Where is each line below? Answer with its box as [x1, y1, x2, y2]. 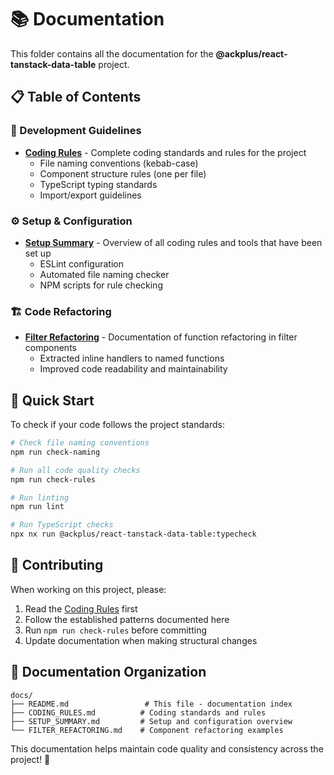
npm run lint [10, 502, 65, 512]
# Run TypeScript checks [10, 520, 114, 530]
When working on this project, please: [10, 583, 167, 595]
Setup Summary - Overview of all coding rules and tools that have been [24, 236, 323, 248]
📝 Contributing [10, 557, 104, 574]
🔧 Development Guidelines [10, 124, 142, 138]
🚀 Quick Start [10, 392, 95, 409]
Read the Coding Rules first [24, 602, 138, 615]
